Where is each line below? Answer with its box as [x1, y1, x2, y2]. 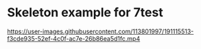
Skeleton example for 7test [7, 5, 163, 20]
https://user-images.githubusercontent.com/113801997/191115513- [7, 27, 194, 35]
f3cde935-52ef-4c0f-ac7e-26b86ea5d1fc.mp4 [7, 34, 141, 42]
